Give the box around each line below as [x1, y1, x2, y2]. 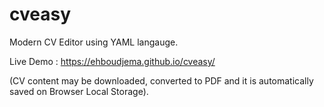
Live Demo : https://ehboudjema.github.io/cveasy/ [9, 55, 216, 67]
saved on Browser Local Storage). [9, 85, 149, 97]
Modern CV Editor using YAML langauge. [9, 36, 179, 48]
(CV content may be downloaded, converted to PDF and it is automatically [9, 74, 314, 87]
